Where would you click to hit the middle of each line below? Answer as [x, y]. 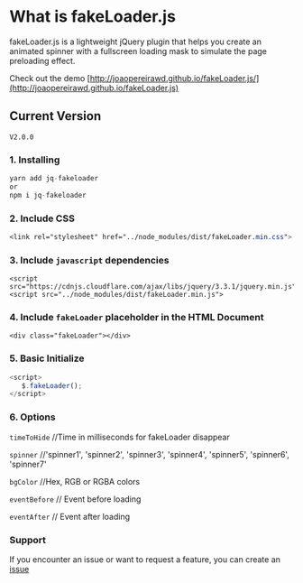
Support [28, 540]
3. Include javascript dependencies [89, 260]
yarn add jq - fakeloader [54, 179]
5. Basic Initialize [47, 358]
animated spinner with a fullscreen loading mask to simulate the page [138, 51]
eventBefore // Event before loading [75, 499]
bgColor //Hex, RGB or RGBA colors [75, 481]
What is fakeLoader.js [92, 17]
